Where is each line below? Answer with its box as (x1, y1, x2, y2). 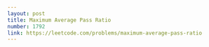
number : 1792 (7, 23, 46, 30)
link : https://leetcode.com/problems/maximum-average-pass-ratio (7, 29, 202, 37)
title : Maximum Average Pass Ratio (7, 17, 112, 23)
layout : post (7, 10, 46, 17)
